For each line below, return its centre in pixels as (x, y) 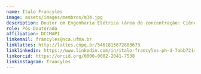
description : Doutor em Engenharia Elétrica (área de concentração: (93, 23)
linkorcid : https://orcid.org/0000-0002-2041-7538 (71, 56)
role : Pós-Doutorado (32, 28)
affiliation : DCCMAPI (33, 34)
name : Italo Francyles (34, 12)
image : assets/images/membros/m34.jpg (54, 17)
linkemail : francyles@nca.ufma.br (49, 39)
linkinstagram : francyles (38, 61)
